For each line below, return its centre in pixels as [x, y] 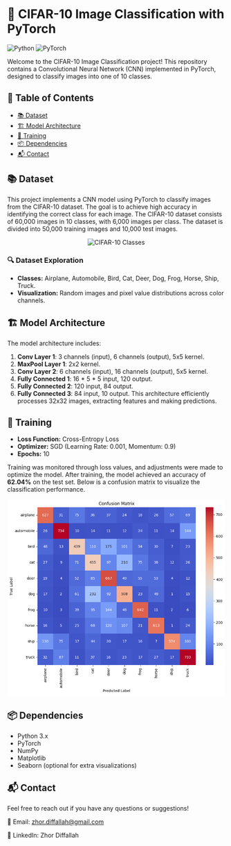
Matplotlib [31, 758]
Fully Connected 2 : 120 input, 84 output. [75, 386]
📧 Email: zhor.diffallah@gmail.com [56, 822]
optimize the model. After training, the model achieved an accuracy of [107, 475]
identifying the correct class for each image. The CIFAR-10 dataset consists [115, 214]
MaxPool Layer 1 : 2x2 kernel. [59, 364]
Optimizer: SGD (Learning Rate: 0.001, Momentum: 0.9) [96, 447]
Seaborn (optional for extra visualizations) [77, 765]
